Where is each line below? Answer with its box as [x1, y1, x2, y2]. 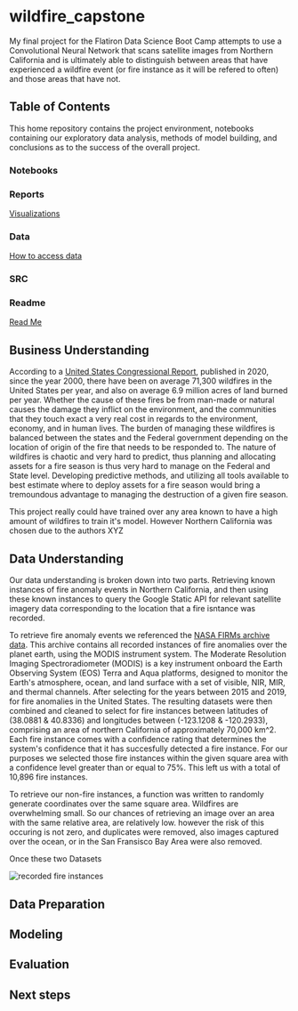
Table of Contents [9, 100, 111, 115]
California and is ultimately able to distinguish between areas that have [9, 54, 269, 65]
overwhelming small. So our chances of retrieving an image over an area [9, 808, 275, 819]
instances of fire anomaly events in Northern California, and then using [9, 585, 269, 595]
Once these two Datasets [9, 853, 102, 864]
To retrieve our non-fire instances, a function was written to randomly [9, 789, 264, 800]
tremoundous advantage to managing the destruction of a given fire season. [9, 489, 289, 500]
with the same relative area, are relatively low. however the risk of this [9, 817, 265, 829]
